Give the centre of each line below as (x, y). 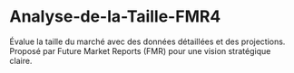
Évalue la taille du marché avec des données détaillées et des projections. (147, 41)
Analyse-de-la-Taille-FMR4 (115, 17)
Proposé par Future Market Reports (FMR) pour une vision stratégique (140, 50)
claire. (21, 60)
